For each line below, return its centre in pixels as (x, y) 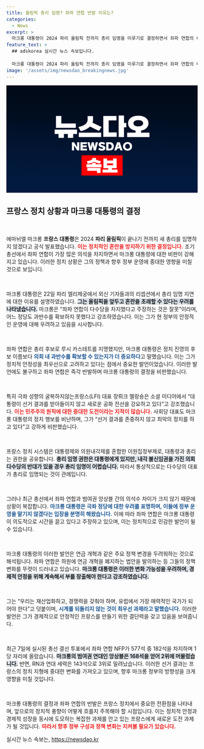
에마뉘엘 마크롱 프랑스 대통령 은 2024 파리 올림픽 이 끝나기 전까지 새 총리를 (93, 239)
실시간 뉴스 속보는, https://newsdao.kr (53, 739)
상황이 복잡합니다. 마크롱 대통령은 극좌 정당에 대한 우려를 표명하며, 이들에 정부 (98, 506)
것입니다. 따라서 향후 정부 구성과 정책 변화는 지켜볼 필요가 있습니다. (97, 726)
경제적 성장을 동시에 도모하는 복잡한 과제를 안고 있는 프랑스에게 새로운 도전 (95, 719)
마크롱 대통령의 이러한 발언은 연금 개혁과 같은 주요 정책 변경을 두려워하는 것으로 (100, 554)
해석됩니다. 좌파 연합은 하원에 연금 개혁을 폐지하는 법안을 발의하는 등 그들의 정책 (101, 561)
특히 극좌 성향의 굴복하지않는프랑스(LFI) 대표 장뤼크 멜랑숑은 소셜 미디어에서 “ (98, 396)
